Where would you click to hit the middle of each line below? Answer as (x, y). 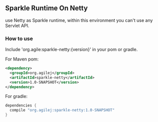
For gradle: (16, 96)
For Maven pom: (22, 59)
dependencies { (21, 105)
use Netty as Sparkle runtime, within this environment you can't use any (79, 20)
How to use (19, 38)
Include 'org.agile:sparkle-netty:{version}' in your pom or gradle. (72, 49)
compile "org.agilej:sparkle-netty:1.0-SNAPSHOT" (62, 110)
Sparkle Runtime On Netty (47, 8)
